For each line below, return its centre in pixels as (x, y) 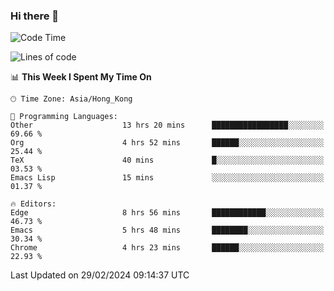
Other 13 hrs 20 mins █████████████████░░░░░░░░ (167, 125)
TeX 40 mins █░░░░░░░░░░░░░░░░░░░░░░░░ (167, 160)
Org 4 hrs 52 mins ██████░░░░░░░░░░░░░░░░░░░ (167, 143)
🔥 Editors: (33, 204)
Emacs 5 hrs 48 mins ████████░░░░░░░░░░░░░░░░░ (167, 230)
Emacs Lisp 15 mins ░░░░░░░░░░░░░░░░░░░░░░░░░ (167, 178)
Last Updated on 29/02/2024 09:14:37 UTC (100, 275)
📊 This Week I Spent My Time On (81, 77)
